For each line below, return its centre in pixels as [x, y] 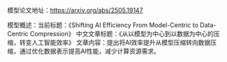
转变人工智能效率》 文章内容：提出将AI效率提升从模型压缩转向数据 [115, 42]
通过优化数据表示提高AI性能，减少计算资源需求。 [90, 51]
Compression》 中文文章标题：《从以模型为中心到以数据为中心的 [122, 34]
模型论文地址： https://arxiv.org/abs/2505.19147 [75, 10]
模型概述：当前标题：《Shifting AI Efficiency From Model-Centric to [103, 25]
